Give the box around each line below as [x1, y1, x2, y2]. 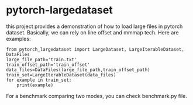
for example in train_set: [6, 77, 72, 83]
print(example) [16, 82, 54, 88]
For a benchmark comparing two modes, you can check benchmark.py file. [6, 92, 187, 99]
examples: [6, 35, 31, 42]
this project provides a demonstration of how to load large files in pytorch [6, 23, 183, 30]
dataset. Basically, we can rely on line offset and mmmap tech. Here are [6, 29, 180, 36]
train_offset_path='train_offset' [6, 62, 91, 68]
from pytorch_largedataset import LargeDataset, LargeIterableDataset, [6, 46, 184, 52]
